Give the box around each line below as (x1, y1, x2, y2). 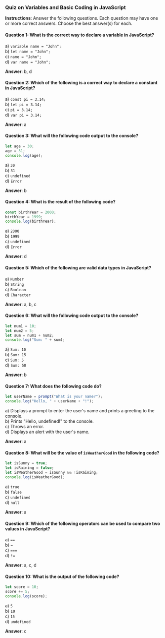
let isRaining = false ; (5, 465, 54, 470)
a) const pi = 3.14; (5, 96, 46, 102)
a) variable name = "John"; (5, 43, 62, 49)
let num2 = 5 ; (5, 328, 35, 333)
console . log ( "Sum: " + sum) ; (5, 337, 65, 342)
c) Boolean (5, 286, 26, 292)
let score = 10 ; (5, 584, 39, 589)
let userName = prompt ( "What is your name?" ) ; (5, 394, 103, 399)
